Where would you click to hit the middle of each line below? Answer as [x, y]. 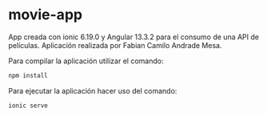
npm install [28, 75]
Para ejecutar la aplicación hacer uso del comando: [93, 90]
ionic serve [28, 106]
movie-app [45, 15]
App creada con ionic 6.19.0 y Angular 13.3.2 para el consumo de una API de [134, 37]
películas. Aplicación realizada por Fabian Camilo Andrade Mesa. [115, 45]
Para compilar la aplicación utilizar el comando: [86, 61]
